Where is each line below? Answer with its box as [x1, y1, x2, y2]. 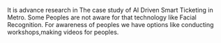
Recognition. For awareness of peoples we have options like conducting [7, 21, 214, 28]
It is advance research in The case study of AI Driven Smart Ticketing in [7, 6, 214, 14]
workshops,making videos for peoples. [7, 28, 119, 36]
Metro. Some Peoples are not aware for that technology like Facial [7, 13, 197, 21]
